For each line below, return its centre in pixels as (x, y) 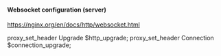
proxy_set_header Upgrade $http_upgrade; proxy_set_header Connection (110, 38)
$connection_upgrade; (39, 45)
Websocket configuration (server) (57, 10)
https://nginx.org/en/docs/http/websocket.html (74, 25)
